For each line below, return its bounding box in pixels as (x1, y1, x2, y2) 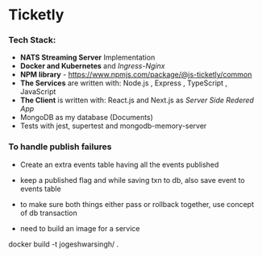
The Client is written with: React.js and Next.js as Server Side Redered (19, 95, 254, 106)
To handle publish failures (8, 141, 112, 152)
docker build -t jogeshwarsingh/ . (8, 239, 119, 249)
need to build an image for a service (19, 223, 140, 233)
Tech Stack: (8, 35, 56, 46)
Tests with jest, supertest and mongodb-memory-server (19, 121, 207, 131)
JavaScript (19, 87, 56, 97)
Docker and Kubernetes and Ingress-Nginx (19, 61, 165, 71)
